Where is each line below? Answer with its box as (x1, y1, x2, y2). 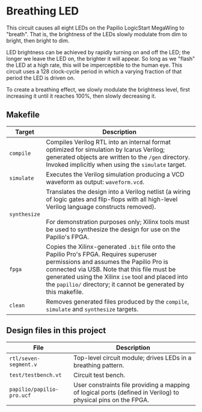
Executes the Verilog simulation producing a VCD (46, 170, 185, 178)
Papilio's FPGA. (46, 233, 89, 241)
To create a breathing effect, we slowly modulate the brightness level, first (6, 86, 191, 93)
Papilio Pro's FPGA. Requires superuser (46, 250, 158, 258)
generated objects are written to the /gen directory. (46, 152, 191, 161)
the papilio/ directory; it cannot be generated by (46, 280, 185, 289)
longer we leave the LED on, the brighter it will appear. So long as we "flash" (6, 55, 195, 62)
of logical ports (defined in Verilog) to (73, 388, 179, 396)
